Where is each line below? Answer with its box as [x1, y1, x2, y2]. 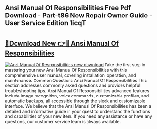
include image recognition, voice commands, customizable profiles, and [5, 93, 149, 98]
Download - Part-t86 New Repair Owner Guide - [5, 12, 153, 20]
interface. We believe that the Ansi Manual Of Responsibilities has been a [5, 103, 152, 109]
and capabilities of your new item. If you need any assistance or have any [5, 113, 152, 119]
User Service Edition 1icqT [5, 19, 86, 27]
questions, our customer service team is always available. [5, 119, 121, 124]
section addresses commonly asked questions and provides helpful [5, 82, 140, 88]
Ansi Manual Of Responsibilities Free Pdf [5, 4, 131, 12]
